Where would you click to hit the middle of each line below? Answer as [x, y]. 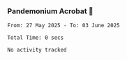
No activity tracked [37, 50]
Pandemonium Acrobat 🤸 [51, 11]
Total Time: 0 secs [36, 38]
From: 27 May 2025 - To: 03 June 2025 [63, 26]
